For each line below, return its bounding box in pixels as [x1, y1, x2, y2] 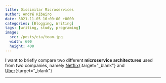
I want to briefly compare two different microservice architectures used [5, 57, 153, 63]
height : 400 [9, 44, 35, 49]
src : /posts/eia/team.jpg [9, 35, 63, 40]
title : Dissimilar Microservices [5, 7, 74, 12]
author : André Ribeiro [5, 12, 52, 17]
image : [5, 30, 19, 35]
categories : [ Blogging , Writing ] [5, 21, 74, 26]
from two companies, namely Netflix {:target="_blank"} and [5, 62, 125, 68]
